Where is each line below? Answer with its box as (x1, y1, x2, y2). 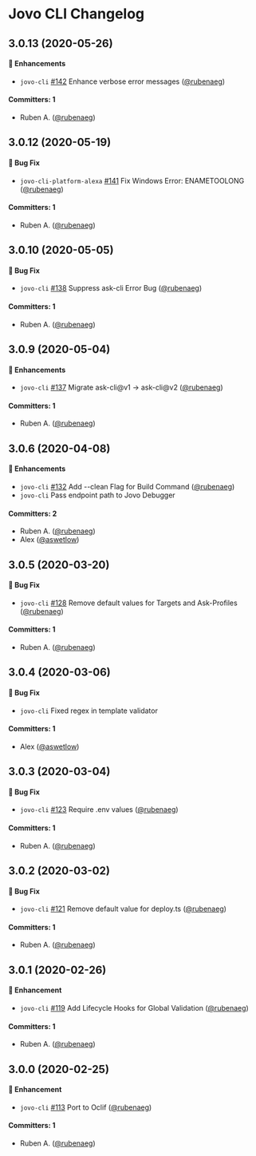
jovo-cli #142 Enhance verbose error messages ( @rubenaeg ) (19, 77, 226, 86)
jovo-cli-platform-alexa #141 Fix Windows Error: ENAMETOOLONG (19, 176, 245, 185)
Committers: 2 (8, 509, 57, 518)
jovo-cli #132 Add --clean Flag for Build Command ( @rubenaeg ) (19, 481, 235, 491)
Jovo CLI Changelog (8, 5, 145, 23)
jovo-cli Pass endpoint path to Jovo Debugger (19, 490, 175, 500)
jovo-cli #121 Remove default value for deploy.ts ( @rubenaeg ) (19, 904, 227, 914)
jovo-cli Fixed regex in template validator (19, 706, 158, 715)
